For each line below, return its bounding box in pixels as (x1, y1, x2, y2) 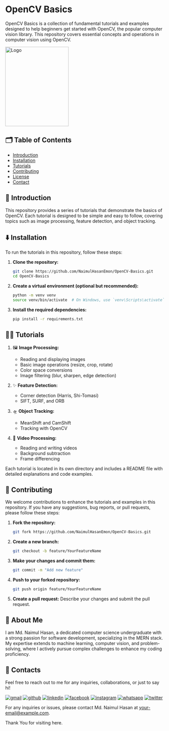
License (12, 173, 29, 179)
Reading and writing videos (20, 445, 77, 451)
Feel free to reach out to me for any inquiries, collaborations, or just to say (5, 679, 159, 685)
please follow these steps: (5, 510, 60, 516)
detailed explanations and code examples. (5, 471, 93, 477)
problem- (140, 640, 160, 646)
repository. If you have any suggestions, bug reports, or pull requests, (5, 504, 151, 510)
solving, (5, 646, 22, 652)
